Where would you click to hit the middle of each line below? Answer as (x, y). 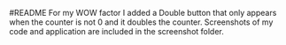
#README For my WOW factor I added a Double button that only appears (143, 13)
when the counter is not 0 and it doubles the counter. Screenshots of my (141, 22)
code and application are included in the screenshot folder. (116, 31)
